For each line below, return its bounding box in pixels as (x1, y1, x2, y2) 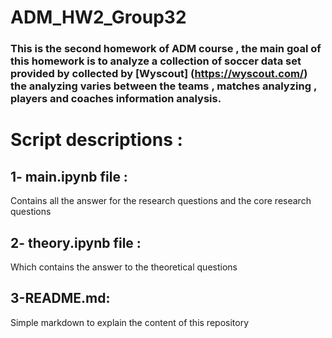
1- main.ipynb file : (10, 168, 128, 185)
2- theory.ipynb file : (10, 234, 142, 251)
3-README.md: (10, 290, 111, 307)
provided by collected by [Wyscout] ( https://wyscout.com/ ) (10, 67, 308, 81)
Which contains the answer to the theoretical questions (10, 261, 238, 273)
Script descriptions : (10, 129, 183, 151)
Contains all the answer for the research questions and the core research (10, 195, 312, 207)
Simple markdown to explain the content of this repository (10, 316, 250, 328)
